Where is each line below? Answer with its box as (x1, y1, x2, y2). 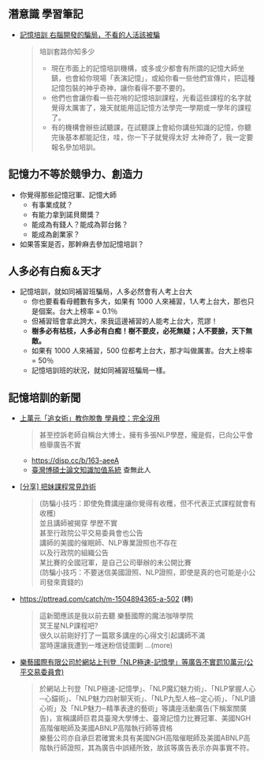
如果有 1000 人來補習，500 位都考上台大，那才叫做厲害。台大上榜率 (31, 346, 253, 356)
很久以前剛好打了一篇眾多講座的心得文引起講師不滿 (39, 631, 206, 640)
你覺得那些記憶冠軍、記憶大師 (19, 190, 117, 199)
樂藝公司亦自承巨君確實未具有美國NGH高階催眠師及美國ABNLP (39, 733, 244, 743)
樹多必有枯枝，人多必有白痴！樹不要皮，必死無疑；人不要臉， (31, 326, 232, 336)
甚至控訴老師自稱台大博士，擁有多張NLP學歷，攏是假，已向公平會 (39, 430, 254, 440)
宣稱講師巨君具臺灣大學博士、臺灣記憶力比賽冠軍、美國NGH (55, 713, 251, 723)
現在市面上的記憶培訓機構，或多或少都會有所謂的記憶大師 (50, 63, 238, 73)
